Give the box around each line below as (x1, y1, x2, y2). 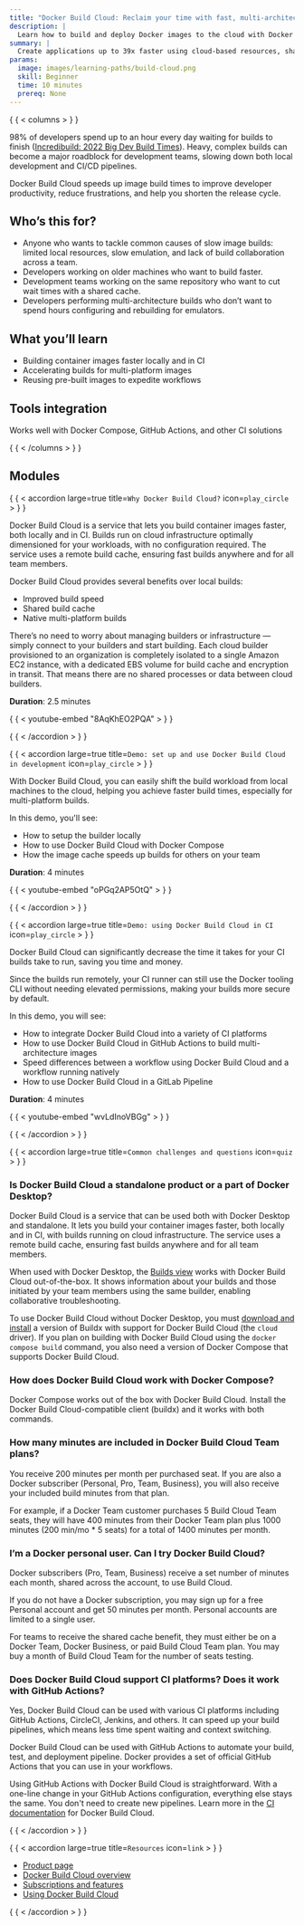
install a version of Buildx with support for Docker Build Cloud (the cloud (9, 1323, 279, 1334)
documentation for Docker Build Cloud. (9, 1807, 156, 1818)
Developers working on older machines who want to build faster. (22, 266, 263, 277)
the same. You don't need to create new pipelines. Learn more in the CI (9, 1798, 275, 1809)
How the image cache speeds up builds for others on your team (22, 848, 261, 860)
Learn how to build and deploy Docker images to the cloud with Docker (17, 30, 294, 39)
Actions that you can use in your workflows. (9, 1761, 174, 1772)
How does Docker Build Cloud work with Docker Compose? (9, 1374, 274, 1386)
